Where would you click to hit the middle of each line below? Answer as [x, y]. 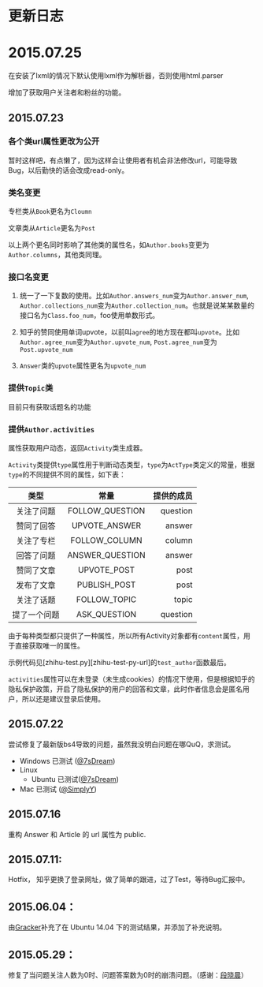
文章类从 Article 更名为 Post [52, 228]
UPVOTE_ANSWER [106, 525]
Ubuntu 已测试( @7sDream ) [75, 779]
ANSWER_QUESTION [106, 555]
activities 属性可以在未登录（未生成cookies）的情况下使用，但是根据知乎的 [132, 679]
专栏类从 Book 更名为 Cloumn [50, 211]
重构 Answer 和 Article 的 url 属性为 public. [77, 834]
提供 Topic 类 [31, 388]
